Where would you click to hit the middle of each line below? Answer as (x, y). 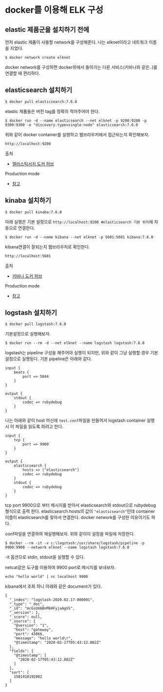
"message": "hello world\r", (43, 638)
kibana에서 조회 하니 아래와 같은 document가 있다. (54, 587)
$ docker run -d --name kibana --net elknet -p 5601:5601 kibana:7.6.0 (79, 237)
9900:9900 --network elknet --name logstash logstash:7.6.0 (67, 548)
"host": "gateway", (34, 630)
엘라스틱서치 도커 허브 (33, 163)
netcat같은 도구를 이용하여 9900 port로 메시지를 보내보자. (60, 568)
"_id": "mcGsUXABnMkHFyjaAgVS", (42, 609)
